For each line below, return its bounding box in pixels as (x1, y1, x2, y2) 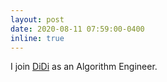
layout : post (10, 14, 65, 25)
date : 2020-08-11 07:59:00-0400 (10, 24, 145, 34)
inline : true (10, 33, 65, 43)
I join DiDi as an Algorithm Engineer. (10, 61, 158, 73)
